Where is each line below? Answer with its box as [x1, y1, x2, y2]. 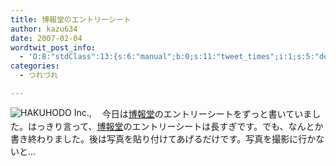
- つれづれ [19, 71, 58, 81]
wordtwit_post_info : [10, 42, 97, 53]
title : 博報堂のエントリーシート [10, 14, 132, 25]
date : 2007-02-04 [10, 33, 83, 43]
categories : [10, 61, 60, 71]
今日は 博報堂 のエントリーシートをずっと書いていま [101, 107, 313, 120]
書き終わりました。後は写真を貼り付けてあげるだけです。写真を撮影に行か [10, 132, 317, 145]
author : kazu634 [10, 24, 78, 34]
